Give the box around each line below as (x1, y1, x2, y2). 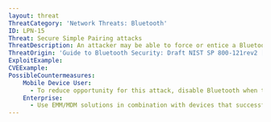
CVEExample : (8, 64, 48, 72)
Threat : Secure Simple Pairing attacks (8, 34, 143, 43)
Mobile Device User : (23, 79, 92, 87)
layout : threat (8, 11, 60, 20)
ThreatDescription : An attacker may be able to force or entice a (8, 42, 236, 50)
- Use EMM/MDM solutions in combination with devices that (29, 101, 232, 109)
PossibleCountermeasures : (8, 71, 95, 79)
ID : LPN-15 (8, 26, 45, 35)
